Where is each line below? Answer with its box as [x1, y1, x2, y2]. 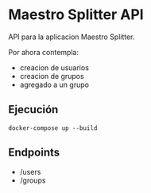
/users [19, 167, 41, 176]
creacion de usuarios [19, 62, 90, 73]
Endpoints [8, 146, 60, 160]
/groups [19, 175, 46, 185]
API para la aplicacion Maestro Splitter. [8, 32, 135, 41]
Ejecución [8, 103, 59, 116]
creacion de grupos [19, 71, 85, 81]
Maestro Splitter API [8, 6, 145, 24]
